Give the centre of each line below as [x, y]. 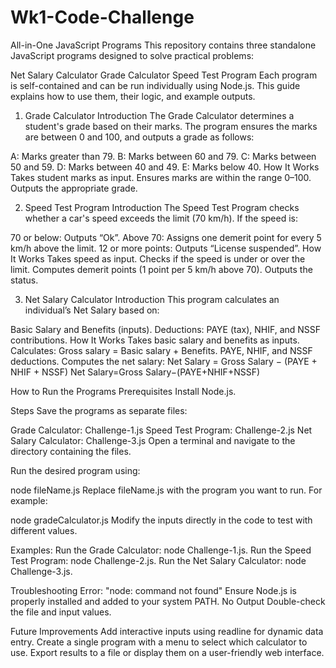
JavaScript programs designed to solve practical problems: [132, 55]
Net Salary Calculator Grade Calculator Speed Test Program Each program [164, 75]
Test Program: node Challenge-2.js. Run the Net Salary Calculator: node [158, 560]
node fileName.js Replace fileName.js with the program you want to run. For [166, 490]
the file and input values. [61, 612]
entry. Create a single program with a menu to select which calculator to [159, 642]
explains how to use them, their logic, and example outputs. [133, 96]
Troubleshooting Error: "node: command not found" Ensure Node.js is [153, 590]
